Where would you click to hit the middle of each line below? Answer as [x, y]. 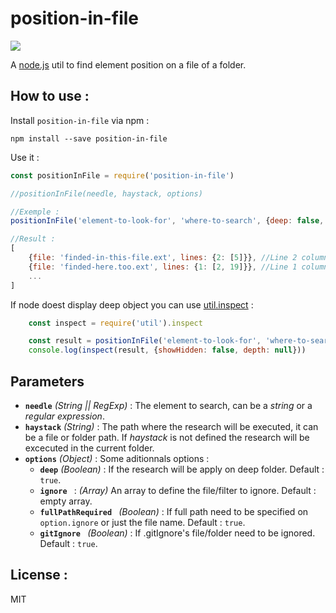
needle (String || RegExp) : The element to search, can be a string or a [168, 405]
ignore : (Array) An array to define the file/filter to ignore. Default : [178, 490]
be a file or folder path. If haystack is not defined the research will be [167, 437]
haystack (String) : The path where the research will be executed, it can [171, 426]
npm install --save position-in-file [89, 138]
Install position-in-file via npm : [80, 120]
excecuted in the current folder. [89, 448]
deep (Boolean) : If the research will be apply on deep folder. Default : [182, 469]
